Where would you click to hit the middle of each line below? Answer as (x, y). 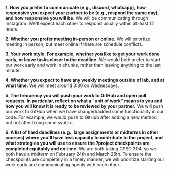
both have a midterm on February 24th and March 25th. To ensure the (78, 154)
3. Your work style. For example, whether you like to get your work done (82, 54)
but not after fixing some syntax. (39, 122)
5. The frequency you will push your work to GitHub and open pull (76, 95)
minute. (13, 70)
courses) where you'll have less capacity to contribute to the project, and (84, 138)
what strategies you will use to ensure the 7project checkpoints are (77, 143)
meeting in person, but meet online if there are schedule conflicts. (74, 44)
